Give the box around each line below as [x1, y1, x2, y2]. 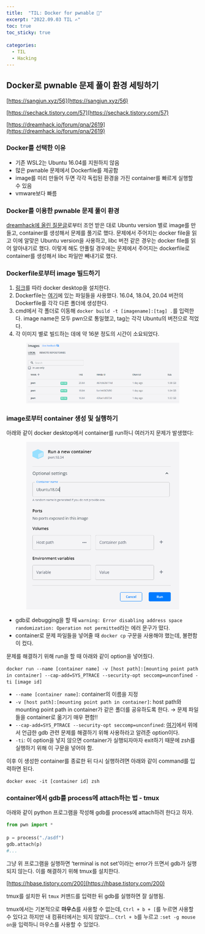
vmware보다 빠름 [15, 189, 57, 197]
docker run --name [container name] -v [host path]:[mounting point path [6, 666, 199, 672]
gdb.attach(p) [6, 841, 43, 847]
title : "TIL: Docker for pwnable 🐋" [6, 10, 103, 16]
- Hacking [12, 55, 37, 61]
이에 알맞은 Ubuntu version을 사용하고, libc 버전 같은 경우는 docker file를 [12, 237, 190, 244]
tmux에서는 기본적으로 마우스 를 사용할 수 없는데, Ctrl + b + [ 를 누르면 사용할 [6, 905, 194, 913]
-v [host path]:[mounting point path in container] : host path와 [15, 698, 182, 706]
